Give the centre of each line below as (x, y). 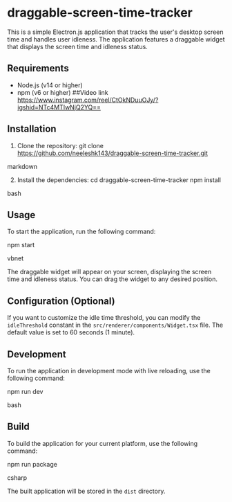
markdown (22, 166)
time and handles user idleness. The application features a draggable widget (116, 39)
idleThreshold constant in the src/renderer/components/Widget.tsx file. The (115, 325)
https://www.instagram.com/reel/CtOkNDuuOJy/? (88, 100)
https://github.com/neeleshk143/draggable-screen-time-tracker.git (113, 153)
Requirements (38, 68)
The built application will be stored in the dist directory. (86, 491)
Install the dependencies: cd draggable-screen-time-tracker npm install (119, 180)
